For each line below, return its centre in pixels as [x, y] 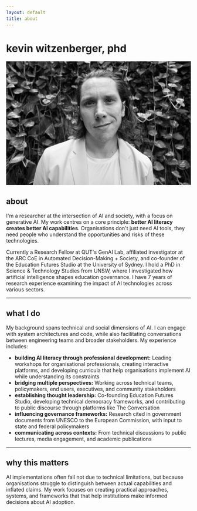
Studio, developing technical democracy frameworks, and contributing [100, 401]
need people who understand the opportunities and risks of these [85, 234]
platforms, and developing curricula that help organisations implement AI [102, 370]
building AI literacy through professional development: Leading [93, 358]
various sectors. [26, 289]
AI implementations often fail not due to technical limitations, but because [95, 477]
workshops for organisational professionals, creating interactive [91, 364]
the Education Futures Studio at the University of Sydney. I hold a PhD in [93, 264]
